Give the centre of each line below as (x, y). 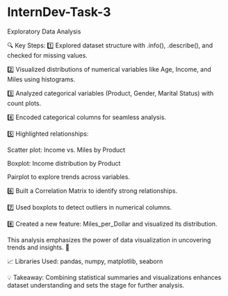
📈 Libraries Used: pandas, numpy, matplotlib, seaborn (85, 261)
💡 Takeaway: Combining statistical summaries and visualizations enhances (114, 277)
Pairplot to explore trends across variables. (69, 177)
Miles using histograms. (41, 79)
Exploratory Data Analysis (44, 31)
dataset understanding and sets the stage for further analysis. (96, 285)
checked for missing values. (48, 55)
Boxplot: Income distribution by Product (64, 163)
